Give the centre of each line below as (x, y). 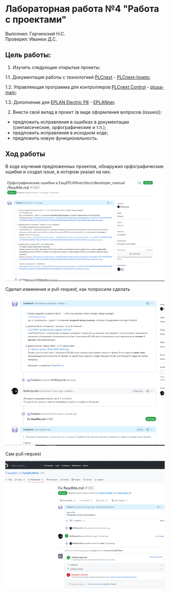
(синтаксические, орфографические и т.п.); (59, 127)
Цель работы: (28, 55)
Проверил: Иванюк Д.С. (31, 39)
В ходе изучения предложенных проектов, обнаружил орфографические (84, 166)
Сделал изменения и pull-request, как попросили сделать (68, 289)
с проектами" (36, 20)
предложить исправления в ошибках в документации (71, 122)
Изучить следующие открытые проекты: (56, 67)
